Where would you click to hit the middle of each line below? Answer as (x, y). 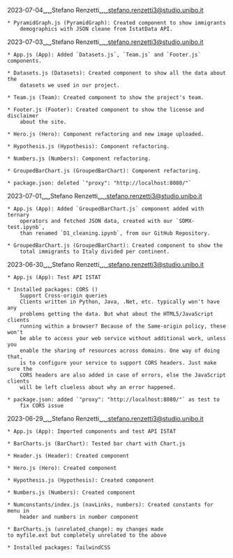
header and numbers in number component (79, 517)
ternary (18, 215)
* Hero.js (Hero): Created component (62, 468)
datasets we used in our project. (70, 85)
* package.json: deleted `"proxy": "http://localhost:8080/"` (99, 183)
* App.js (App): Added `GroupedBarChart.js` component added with (106, 209)
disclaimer (23, 116)
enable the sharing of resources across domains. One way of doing (120, 351)
